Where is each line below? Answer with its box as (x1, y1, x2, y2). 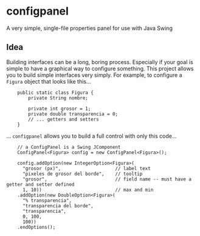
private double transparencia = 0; (28, 111, 119, 117)
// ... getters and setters (28, 116, 99, 123)
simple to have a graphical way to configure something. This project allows (6, 65, 194, 72)
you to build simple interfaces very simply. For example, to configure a (6, 71, 182, 79)
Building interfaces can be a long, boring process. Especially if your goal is (6, 58, 193, 65)
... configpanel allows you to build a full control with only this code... (6, 132, 177, 140)
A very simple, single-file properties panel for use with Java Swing (6, 24, 173, 32)
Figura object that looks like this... (6, 77, 91, 85)
